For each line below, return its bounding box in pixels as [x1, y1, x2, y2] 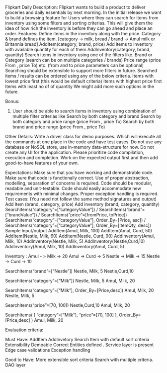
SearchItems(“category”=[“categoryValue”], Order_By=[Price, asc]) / [5, 217, 146, 223]
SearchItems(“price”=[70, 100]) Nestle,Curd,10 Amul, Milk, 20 [5, 302, 130, 308]
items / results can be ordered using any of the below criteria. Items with [5, 73, 154, 79]
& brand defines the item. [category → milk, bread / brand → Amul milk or [5, 36, 156, 42]
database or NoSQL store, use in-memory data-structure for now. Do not [5, 144, 154, 150]
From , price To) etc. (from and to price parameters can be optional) [5, 62, 144, 68]
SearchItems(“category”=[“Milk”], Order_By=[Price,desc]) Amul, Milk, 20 [5, 287, 154, 293]
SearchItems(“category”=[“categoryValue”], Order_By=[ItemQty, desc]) [5, 222, 152, 228]
